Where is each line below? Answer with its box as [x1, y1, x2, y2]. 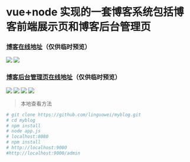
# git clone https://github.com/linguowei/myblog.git [6, 112, 142, 118]
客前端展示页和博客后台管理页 [6, 20, 152, 34]
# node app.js [6, 128, 41, 134]
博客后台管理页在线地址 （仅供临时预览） [6, 73, 121, 82]
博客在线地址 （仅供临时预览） [6, 43, 91, 51]
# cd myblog [6, 117, 35, 123]
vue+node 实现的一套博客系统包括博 [6, 5, 184, 19]
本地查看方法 [20, 100, 52, 107]
